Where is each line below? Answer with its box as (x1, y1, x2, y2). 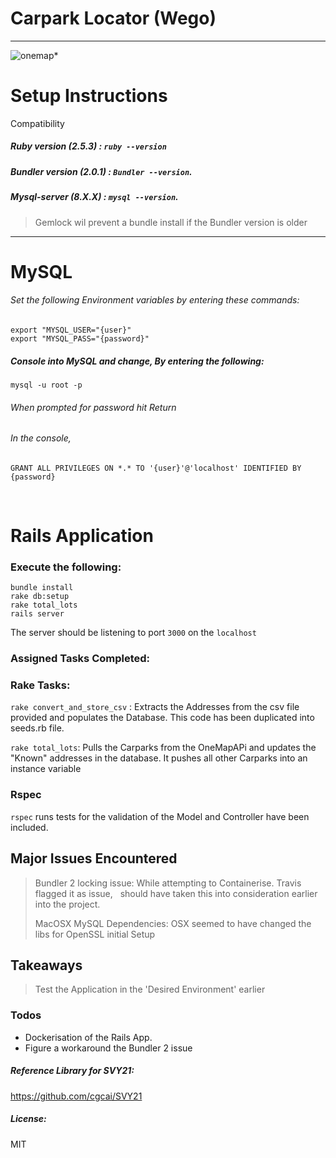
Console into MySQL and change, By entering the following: (10, 355, 265, 367)
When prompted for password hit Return (10, 401, 177, 413)
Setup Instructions (10, 85, 168, 107)
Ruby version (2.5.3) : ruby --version (10, 140, 167, 152)
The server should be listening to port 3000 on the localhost (10, 627, 257, 639)
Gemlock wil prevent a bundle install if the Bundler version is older (34, 216, 308, 228)
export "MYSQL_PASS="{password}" (10, 333, 150, 344)
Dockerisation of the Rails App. (24, 1031, 153, 1043)
